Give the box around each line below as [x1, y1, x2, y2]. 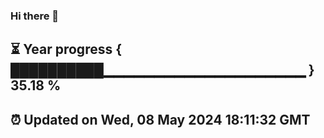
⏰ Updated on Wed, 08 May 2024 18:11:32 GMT [10, 111, 311, 128]
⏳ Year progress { [10, 41, 123, 58]
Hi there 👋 [10, 9, 60, 23]
